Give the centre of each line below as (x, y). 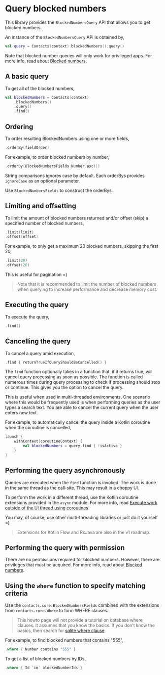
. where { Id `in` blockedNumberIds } (44, 668)
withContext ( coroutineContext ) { (48, 441)
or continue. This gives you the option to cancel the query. (64, 387)
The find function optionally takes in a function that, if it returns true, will (79, 372)
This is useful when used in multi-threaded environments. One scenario (78, 397)
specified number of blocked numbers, (45, 223)
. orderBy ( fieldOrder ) (27, 147)
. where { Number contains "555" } (41, 649)
